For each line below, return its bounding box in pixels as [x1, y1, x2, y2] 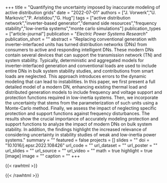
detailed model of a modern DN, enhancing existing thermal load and [5, 84, 147, 89]
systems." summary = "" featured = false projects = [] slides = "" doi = [5, 137, 150, 143]
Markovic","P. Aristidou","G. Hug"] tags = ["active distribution [5, 15, 131, 20]
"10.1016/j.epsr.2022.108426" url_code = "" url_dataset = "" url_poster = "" [5, 142, 158, 148]
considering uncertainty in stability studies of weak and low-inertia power [5, 132, 157, 137]
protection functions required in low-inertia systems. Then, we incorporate [5, 94, 159, 100]
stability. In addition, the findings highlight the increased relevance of [5, 126, 147, 132]
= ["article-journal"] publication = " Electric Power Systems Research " [5, 31, 148, 36]
